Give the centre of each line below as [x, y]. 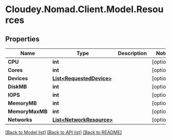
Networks [20, 120]
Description [132, 53]
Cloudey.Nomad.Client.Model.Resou [84, 9]
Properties [22, 39]
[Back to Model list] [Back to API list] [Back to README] [64, 132]
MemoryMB [22, 103]
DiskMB [17, 87]
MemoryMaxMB [28, 111]
